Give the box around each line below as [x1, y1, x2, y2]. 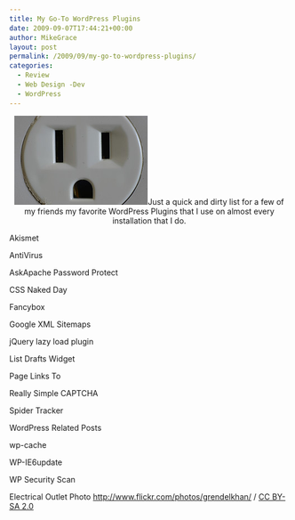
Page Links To [9, 370, 61, 381]
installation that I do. [112, 215, 187, 226]
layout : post [9, 43, 58, 52]
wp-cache [9, 439, 47, 450]
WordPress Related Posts [9, 422, 102, 433]
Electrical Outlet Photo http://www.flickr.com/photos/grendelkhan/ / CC [9, 491, 271, 502]
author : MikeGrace [9, 33, 77, 42]
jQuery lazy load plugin [9, 336, 94, 346]
